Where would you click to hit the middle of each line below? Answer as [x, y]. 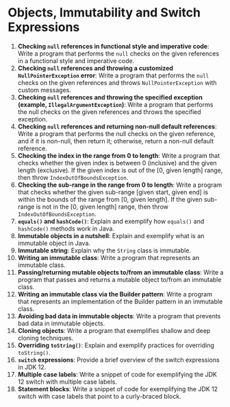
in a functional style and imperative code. [76, 60]
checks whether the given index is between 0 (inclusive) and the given [117, 163]
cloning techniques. [46, 338]
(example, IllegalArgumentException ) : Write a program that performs [115, 104]
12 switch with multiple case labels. [67, 382]
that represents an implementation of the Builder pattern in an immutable [120, 301]
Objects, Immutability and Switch [104, 13]
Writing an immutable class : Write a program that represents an [108, 257]
